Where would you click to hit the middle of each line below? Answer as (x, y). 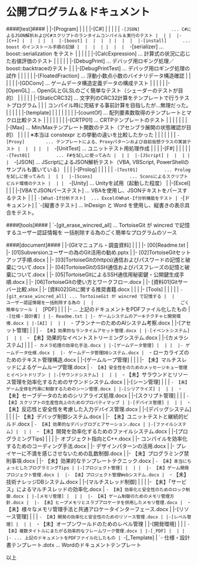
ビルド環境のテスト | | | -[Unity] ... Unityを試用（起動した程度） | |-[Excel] (98, 183)
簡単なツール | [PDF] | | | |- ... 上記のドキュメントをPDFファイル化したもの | (98, 309)
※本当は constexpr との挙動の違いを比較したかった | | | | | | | (103, 135)
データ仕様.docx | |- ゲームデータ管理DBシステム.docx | (79, 353)
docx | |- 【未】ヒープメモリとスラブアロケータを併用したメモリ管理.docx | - (102, 502)
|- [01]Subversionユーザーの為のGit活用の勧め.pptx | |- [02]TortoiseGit (91, 252)
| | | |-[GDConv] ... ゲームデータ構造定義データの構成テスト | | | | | (85, 83)
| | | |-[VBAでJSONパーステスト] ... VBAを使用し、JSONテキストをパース (94, 190)
